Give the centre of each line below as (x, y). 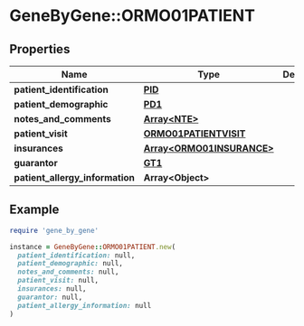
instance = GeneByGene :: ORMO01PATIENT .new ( (93, 247)
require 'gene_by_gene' (54, 230)
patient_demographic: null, (71, 264)
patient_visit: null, (58, 281)
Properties (40, 49)
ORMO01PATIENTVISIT (195, 134)
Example (34, 210)
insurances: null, (52, 289)
